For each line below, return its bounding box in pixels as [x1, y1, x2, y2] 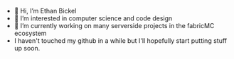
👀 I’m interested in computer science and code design [14, 14, 173, 22]
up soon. [14, 44, 41, 52]
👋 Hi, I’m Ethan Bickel [14, 7, 77, 15]
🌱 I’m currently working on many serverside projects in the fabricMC [14, 22, 215, 29]
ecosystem [14, 29, 47, 37]
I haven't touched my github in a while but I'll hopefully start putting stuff [14, 37, 228, 45]
